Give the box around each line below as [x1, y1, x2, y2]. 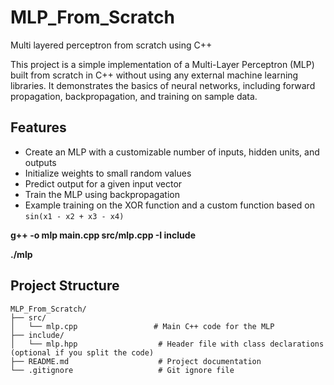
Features [10, 119, 67, 136]
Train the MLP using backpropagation [24, 188, 180, 200]
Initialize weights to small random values [24, 167, 192, 179]
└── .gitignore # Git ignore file [10, 365, 235, 375]
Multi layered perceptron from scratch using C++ [10, 39, 213, 51]
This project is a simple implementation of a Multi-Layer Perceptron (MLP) [10, 58, 315, 70]
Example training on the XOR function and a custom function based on [24, 199, 315, 211]
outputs [24, 156, 57, 168]
